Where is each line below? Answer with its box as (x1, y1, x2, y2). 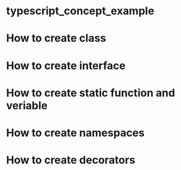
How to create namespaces (6, 126, 145, 140)
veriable (6, 98, 48, 112)
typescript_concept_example (6, 4, 155, 18)
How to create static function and (6, 86, 175, 100)
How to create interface (6, 58, 126, 72)
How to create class (6, 32, 106, 45)
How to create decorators (6, 153, 136, 167)
